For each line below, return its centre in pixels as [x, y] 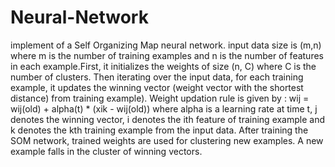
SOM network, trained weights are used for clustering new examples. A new [167, 140]
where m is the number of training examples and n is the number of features [167, 55]
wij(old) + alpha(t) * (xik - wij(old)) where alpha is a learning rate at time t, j [164, 108]
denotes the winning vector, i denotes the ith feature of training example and [168, 119]
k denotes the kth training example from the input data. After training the [159, 130]
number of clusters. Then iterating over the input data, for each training [157, 77]
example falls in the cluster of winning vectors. [106, 151]
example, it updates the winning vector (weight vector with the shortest [157, 87]
